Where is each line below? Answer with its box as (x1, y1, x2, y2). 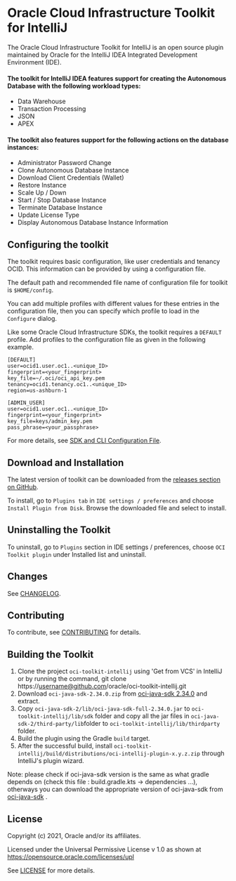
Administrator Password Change (17, 159, 112, 167)
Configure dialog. (7, 314, 58, 323)
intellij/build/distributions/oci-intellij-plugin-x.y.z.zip (17, 750, 201, 757)
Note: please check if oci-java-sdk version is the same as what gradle (7, 770, 209, 779)
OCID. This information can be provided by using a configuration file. (7, 265, 206, 273)
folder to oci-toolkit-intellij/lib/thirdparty (84, 720, 220, 728)
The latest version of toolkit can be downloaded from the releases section (7, 475, 221, 484)
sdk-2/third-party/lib (17, 721, 84, 728)
